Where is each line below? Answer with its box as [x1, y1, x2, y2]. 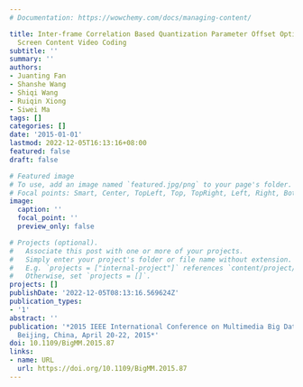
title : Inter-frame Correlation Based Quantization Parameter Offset [9, 29, 277, 39]
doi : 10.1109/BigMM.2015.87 [9, 339, 115, 348]
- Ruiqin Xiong [9, 97, 67, 106]
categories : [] [9, 122, 67, 131]
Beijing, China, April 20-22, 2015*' [17, 330, 160, 339]
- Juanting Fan [9, 71, 67, 81]
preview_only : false [17, 222, 95, 231]
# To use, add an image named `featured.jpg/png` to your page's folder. [9, 180, 293, 189]
